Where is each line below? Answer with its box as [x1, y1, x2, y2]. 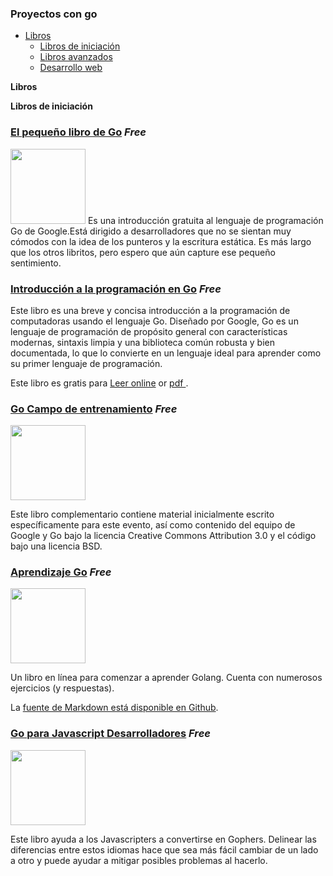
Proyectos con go [10, 7, 98, 21]
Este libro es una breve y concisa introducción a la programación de [10, 304, 291, 316]
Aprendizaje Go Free [10, 565, 112, 579]
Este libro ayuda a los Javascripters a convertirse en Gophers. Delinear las [10, 833, 317, 845]
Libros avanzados [39, 51, 113, 63]
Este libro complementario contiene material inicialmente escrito [10, 508, 275, 521]
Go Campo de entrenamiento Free [10, 402, 178, 416]
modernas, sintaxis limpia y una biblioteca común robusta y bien [10, 336, 275, 348]
